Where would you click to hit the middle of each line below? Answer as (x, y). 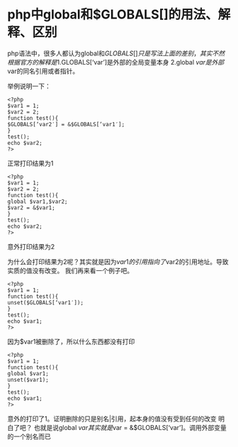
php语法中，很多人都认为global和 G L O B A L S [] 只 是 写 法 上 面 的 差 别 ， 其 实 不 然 (116, 53)
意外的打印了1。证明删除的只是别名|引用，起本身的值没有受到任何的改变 (112, 419)
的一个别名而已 (29, 436)
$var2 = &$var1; (31, 208)
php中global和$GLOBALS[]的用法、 (113, 15)
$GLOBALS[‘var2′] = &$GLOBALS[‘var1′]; (66, 124)
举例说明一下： (29, 86)
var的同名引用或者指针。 (43, 71)
